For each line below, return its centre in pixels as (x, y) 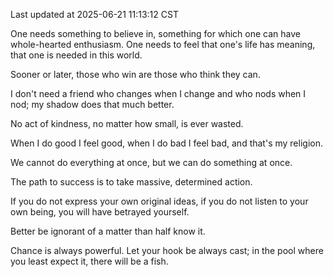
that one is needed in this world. (76, 55)
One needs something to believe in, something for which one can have (155, 33)
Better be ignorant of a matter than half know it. (108, 231)
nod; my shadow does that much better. (92, 104)
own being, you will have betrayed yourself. (100, 212)
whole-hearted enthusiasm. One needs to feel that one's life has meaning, (163, 44)
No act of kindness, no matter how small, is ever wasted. (127, 123)
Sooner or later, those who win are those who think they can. (135, 74)
